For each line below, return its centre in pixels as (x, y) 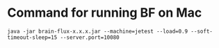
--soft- (202, 31)
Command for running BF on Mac (105, 13)
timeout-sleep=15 (32, 37)
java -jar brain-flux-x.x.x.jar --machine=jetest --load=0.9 (98, 31)
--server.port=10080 (90, 37)
